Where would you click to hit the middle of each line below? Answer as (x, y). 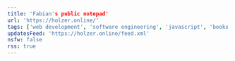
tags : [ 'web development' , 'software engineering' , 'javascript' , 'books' (120, 27)
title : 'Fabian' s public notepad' (58, 14)
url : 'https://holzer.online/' (53, 20)
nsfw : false (25, 40)
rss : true (22, 46)
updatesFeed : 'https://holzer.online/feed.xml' (79, 33)
